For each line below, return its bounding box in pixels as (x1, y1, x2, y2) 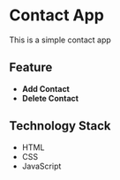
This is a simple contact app (9, 34, 112, 45)
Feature (9, 60, 53, 75)
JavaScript (21, 161, 62, 171)
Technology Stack (9, 118, 111, 133)
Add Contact (21, 83, 71, 94)
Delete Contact (21, 93, 79, 103)
